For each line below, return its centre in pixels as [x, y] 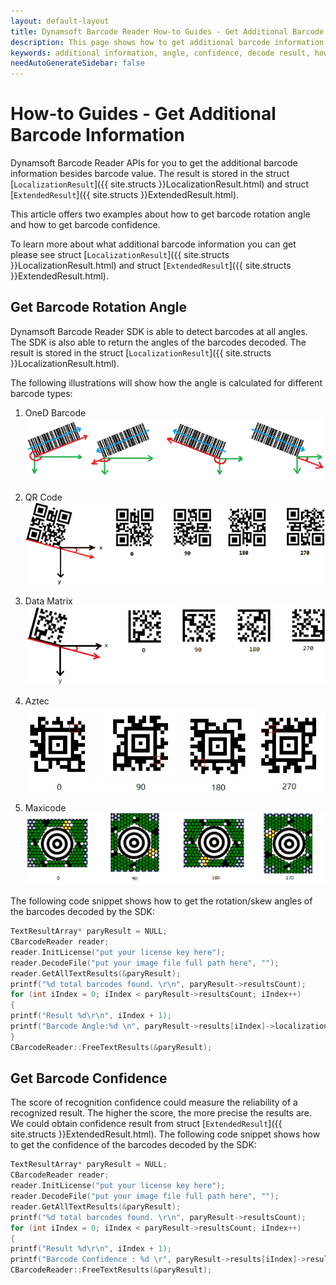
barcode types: [41, 393]
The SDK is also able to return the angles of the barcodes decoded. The [158, 342]
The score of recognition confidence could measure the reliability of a [154, 1102]
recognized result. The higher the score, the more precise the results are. [161, 1113]
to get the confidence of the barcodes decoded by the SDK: [133, 1145]
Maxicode [45, 807]
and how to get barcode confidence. [85, 225]
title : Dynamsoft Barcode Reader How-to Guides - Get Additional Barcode [167, 31]
